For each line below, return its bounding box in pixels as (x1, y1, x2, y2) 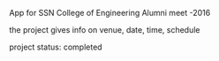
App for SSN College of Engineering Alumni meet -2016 (9, 8, 211, 18)
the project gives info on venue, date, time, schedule (9, 25, 200, 34)
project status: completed (9, 42, 103, 52)
